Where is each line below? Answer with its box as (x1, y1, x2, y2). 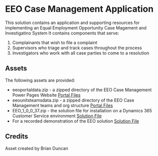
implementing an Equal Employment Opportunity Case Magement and (5, 25, 147, 30)
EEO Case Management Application (5, 3, 154, 15)
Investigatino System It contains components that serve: (5, 30, 119, 36)
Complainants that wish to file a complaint (12, 39, 97, 45)
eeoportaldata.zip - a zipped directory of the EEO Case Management (12, 87, 152, 93)
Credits (5, 132, 29, 141)
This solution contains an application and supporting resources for (5, 20, 140, 26)
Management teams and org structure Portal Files (12, 102, 113, 108)
